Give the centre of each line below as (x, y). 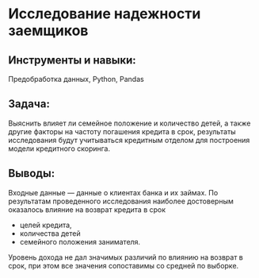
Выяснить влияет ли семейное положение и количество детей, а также (129, 123)
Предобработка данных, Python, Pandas (76, 79)
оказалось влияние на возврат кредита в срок (87, 209)
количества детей (50, 233)
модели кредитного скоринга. (59, 149)
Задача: (29, 104)
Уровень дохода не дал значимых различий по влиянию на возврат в (126, 257)
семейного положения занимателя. (80, 241)
